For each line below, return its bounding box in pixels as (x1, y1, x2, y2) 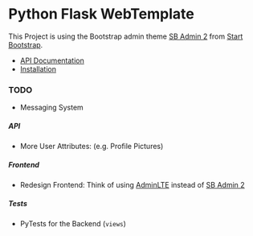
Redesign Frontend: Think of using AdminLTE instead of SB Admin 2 (19, 180, 245, 190)
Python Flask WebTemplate (8, 5, 194, 23)
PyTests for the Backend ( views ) (19, 219, 127, 229)
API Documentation (19, 56, 84, 65)
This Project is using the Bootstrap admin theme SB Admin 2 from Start (8, 31, 243, 41)
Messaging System (19, 102, 84, 113)
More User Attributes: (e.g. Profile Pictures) (19, 142, 164, 151)
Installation (19, 64, 57, 73)
